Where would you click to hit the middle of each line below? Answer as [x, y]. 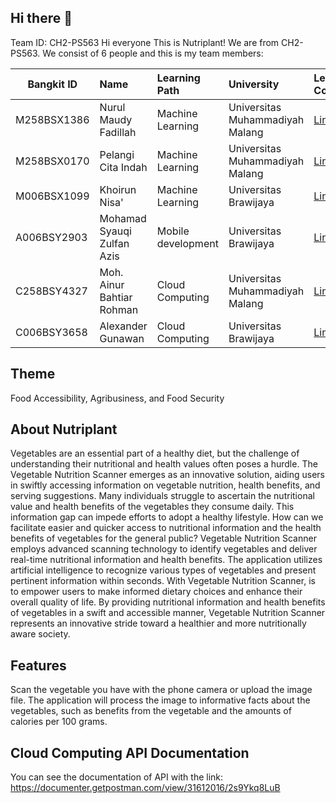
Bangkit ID [52, 84]
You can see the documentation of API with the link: [117, 777]
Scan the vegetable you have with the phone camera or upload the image [161, 690]
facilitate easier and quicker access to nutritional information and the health [166, 528]
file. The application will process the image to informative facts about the [160, 700]
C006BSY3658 [51, 332]
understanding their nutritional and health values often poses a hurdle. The [164, 464]
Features [38, 665]
